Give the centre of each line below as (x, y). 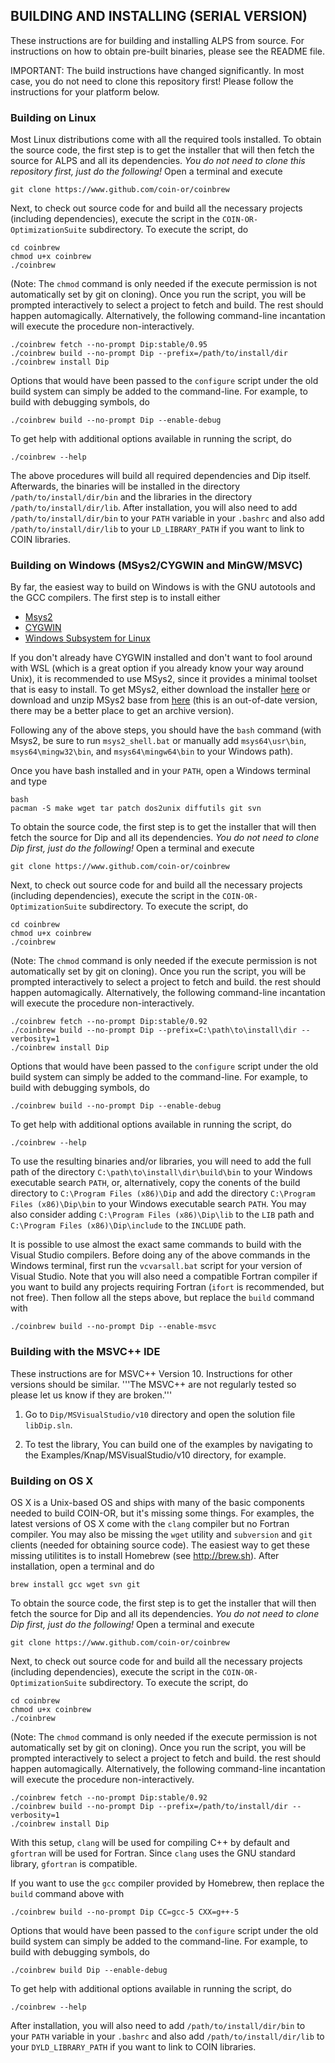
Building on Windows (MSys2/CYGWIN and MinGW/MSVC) (156, 566)
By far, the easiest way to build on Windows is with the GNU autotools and (163, 587)
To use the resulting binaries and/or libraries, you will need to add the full (161, 1161)
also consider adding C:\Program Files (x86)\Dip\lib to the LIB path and (162, 1215)
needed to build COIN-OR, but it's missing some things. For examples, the (162, 1513)
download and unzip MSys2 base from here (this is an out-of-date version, (164, 700)
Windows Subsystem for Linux (87, 638)
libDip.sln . (48, 1425)
